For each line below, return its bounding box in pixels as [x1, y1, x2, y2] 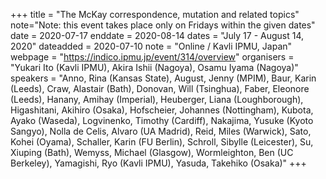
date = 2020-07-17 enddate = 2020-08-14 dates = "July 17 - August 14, [10, 30, 305, 41]
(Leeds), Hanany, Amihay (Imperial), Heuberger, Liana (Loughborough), [10, 94, 304, 105]
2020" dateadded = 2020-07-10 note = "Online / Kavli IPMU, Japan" [10, 40, 293, 52]
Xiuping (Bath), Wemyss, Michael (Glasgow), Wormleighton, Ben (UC [10, 147, 294, 158]
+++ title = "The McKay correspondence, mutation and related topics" [10, 9, 300, 20]
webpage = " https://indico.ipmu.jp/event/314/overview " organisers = [10, 51, 295, 63]
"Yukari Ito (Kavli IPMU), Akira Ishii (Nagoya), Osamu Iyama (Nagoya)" [10, 62, 299, 73]
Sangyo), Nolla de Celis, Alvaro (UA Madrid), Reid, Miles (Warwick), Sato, [10, 125, 312, 137]
